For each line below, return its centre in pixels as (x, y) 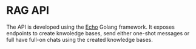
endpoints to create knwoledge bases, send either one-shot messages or (98, 33)
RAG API (28, 10)
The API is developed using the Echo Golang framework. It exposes (90, 27)
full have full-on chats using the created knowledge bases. (80, 39)
